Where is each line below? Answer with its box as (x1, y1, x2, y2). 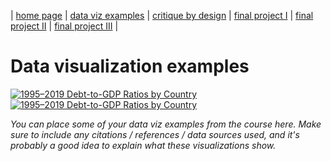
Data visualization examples (10, 55, 250, 78)
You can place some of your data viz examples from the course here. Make (10, 118, 322, 130)
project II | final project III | (10, 20, 119, 32)
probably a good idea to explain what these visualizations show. (10, 139, 277, 151)
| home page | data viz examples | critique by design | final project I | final (10, 10, 314, 21)
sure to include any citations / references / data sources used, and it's (10, 128, 300, 140)
